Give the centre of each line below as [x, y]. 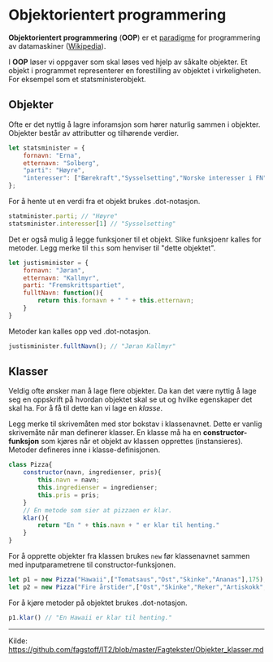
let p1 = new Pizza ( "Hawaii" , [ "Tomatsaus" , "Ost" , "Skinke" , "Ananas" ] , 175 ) [136, 580]
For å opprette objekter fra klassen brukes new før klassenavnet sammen [129, 556]
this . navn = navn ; [69, 480]
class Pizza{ [30, 465]
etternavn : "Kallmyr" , [61, 278]
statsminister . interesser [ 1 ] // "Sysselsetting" [92, 224]
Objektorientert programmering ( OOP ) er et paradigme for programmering [134, 37]
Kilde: [18, 641]
